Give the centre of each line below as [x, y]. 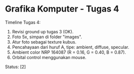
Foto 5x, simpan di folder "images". [47, 37]
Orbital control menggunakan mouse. [49, 57]
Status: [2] [15, 67]
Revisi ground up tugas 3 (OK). [43, 31]
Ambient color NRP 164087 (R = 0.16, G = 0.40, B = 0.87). [69, 52]
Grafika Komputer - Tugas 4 [62, 9]
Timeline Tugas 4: [23, 22]
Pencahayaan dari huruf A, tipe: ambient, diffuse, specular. [71, 47]
